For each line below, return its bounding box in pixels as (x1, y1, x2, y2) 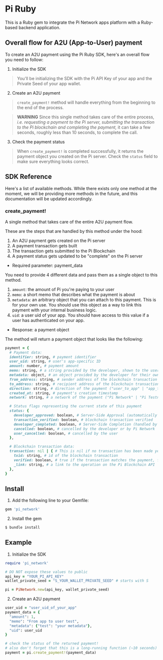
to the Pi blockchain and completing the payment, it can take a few (16, 124, 151, 130)
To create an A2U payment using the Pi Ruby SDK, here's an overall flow (5, 51, 149, 57)
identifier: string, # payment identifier (9, 354, 97, 359)
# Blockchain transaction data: (9, 444, 75, 449)
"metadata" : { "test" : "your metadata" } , (9, 623, 92, 628)
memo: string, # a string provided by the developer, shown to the (9, 368, 149, 373)
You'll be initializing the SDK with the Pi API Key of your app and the (16, 75, 152, 81)
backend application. (18, 24, 61, 30)
